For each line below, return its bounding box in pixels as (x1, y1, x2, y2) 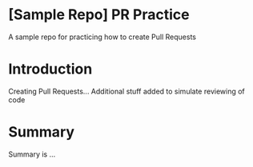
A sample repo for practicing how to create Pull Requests (8, 32, 196, 42)
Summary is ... (8, 149, 56, 159)
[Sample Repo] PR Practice (8, 6, 190, 24)
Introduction (8, 60, 93, 78)
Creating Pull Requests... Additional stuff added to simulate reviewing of (8, 86, 246, 96)
